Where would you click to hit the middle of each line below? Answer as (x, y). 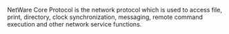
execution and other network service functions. (74, 24)
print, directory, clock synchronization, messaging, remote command (105, 17)
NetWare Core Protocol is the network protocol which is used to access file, (115, 10)
